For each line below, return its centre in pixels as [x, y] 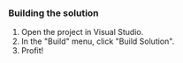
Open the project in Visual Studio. [82, 32]
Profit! [32, 51]
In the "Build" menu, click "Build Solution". [98, 41]
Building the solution [53, 13]
